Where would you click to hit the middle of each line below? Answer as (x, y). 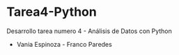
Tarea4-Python (52, 12)
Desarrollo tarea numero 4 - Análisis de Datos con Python (89, 31)
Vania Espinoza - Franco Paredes (64, 44)
